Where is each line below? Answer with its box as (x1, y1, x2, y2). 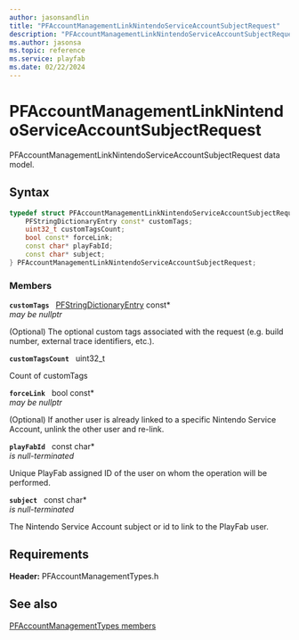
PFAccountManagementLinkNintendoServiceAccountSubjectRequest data (9, 149, 280, 160)
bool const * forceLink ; (25, 234, 114, 242)
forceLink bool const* (9, 388, 95, 398)
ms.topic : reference (9, 46, 86, 55)
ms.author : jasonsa (9, 37, 82, 47)
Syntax (9, 185, 50, 201)
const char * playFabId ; (25, 242, 114, 250)
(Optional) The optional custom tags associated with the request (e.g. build (9, 326, 284, 337)
